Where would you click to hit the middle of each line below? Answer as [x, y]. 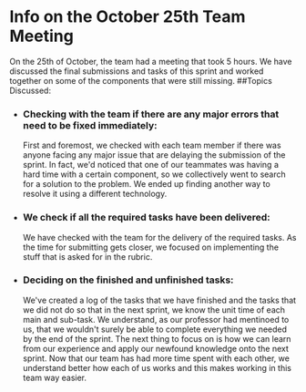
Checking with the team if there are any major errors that [151, 114]
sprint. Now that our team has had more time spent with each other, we [156, 358]
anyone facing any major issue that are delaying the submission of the [154, 155]
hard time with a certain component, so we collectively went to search [154, 174]
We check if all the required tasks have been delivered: [146, 218]
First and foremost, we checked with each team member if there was [152, 145]
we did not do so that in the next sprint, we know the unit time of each [153, 309]
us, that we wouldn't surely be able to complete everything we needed [155, 329]
